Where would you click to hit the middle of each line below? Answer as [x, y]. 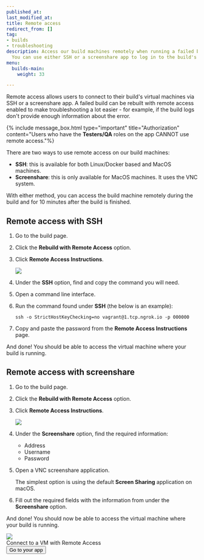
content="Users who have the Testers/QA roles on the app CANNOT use [98, 134]
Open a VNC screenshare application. [62, 470]
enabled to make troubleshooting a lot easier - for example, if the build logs [100, 109]
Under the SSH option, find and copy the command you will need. [97, 283]
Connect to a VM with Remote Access [54, 542]
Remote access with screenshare [71, 372]
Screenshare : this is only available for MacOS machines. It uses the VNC [106, 178]
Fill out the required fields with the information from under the [92, 500]
